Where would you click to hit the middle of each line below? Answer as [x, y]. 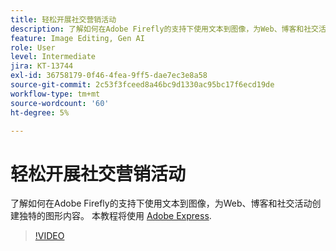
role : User [33, 47]
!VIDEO [49, 236]
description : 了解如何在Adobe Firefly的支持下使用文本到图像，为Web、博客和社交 [164, 29]
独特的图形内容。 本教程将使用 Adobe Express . [115, 216]
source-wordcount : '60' [60, 103]
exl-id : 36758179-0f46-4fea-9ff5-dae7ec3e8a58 [109, 76]
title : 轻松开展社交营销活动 [63, 19]
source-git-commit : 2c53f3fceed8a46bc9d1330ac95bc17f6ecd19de [142, 85]
